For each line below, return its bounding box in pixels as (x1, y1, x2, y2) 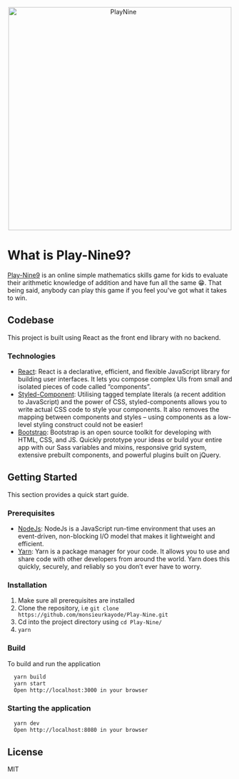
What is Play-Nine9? (7, 247, 131, 263)
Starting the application (7, 703, 91, 713)
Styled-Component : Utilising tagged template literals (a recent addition (17, 390, 226, 398)
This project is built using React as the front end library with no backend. (7, 333, 221, 341)
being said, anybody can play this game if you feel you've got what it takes (7, 286, 227, 294)
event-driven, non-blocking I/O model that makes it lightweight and (17, 532, 215, 541)
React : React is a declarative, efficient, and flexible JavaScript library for (17, 367, 230, 376)
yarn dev (14, 720, 40, 727)
